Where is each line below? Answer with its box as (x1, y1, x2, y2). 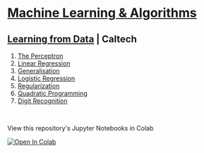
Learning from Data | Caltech (7, 33, 138, 45)
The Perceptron (17, 51, 64, 60)
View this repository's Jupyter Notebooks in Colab (7, 124, 154, 132)
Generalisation (17, 67, 60, 75)
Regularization (17, 82, 60, 90)
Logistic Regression (17, 74, 76, 82)
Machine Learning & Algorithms (7, 5, 197, 21)
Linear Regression (17, 59, 71, 68)
